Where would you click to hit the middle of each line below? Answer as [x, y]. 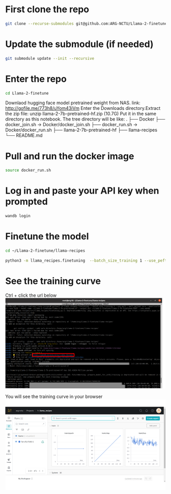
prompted [27, 202]
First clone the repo [47, 9]
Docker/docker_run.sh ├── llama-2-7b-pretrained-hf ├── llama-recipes [81, 130]
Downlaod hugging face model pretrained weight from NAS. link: [73, 103]
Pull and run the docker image [70, 156]
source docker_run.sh [28, 170]
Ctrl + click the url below [31, 295]
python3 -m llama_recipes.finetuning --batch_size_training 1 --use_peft [86, 261]
